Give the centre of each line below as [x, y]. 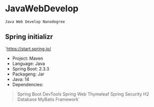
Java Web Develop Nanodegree [35, 22]
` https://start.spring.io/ [28, 49]
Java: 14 [21, 79]
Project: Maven [28, 58]
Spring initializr [29, 37]
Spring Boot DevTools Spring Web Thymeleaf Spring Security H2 [83, 94]
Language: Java [29, 63]
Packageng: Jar [28, 74]
